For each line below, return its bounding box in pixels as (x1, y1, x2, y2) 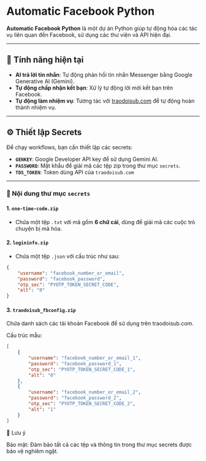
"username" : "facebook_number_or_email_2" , (28, 389, 141, 395)
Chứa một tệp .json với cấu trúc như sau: (15, 252, 120, 260)
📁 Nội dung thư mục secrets (6, 189, 91, 198)
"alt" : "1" (28, 406, 56, 413)
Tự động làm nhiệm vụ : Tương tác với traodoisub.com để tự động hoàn (15, 97, 195, 104)
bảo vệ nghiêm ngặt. (6, 447, 58, 455)
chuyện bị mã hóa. (15, 225, 63, 232)
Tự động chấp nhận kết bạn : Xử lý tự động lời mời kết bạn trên (15, 84, 174, 91)
